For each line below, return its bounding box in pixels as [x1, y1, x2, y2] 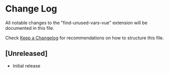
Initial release [12, 62, 40, 68]
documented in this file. [5, 25, 55, 31]
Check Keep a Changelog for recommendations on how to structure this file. [5, 35, 164, 41]
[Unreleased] [5, 49, 48, 58]
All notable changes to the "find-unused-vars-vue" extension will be [5, 20, 148, 26]
